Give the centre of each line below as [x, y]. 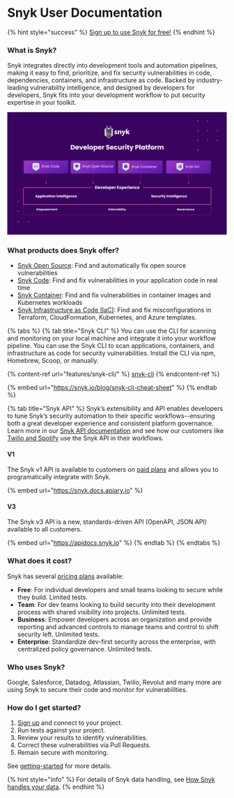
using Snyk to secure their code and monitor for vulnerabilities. [97, 690]
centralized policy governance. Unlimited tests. [85, 649]
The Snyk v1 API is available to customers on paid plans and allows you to [113, 469]
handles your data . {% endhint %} [56, 787]
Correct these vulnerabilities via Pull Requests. [84, 745]
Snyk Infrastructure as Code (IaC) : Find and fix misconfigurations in [114, 310]
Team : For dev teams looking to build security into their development [116, 604]
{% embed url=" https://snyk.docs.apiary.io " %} [75, 490]
